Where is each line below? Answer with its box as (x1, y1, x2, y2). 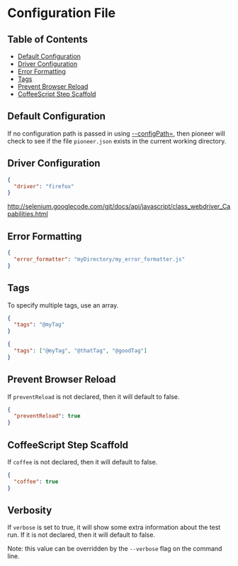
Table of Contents (7, 33, 89, 45)
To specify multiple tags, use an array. (7, 300, 119, 310)
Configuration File (7, 5, 116, 21)
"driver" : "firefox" (13, 183, 74, 190)
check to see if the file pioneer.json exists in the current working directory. (7, 136, 227, 145)
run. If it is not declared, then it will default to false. (7, 530, 156, 539)
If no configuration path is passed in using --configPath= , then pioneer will (7, 129, 225, 138)
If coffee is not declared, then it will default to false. (7, 458, 158, 466)
